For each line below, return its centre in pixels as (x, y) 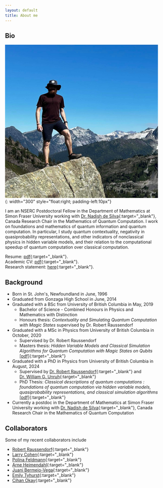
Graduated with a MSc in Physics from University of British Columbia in (83, 330)
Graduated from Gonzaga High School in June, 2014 (64, 299)
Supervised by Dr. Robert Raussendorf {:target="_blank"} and (80, 372)
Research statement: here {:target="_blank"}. (49, 267)
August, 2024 (26, 366)
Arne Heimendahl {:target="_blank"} (48, 465)
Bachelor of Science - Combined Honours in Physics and (76, 309)
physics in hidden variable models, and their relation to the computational (78, 242)
